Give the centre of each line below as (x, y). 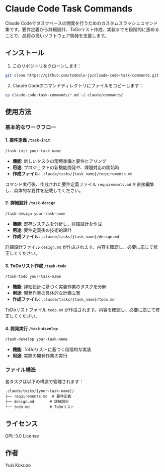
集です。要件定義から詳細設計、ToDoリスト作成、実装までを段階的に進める (82, 29)
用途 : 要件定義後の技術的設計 (42, 230)
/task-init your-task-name (33, 151)
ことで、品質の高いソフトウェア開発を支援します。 (57, 35)
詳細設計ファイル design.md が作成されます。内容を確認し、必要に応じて (79, 247)
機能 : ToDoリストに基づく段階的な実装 (52, 350)
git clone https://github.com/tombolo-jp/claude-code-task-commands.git (82, 75)
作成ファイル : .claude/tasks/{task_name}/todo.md (64, 299)
